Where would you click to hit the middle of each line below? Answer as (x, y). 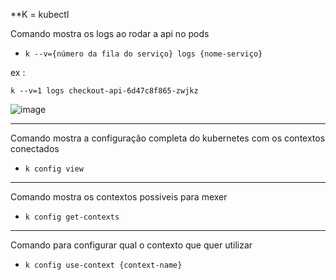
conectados (35, 148)
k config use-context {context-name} (103, 265)
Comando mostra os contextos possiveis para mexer (119, 197)
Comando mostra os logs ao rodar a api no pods (110, 33)
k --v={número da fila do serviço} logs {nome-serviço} (143, 54)
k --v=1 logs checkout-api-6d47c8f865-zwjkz (104, 91)
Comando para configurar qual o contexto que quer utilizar (131, 245)
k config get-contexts (72, 217)
